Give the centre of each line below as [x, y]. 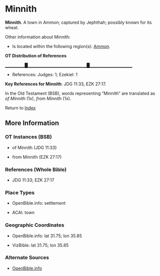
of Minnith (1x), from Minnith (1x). [38, 98]
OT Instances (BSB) [28, 137]
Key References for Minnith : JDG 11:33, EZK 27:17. [56, 84]
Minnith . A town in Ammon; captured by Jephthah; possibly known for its [79, 22]
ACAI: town [23, 212]
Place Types [20, 193]
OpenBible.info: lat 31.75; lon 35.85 [47, 236]
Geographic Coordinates [35, 225]
